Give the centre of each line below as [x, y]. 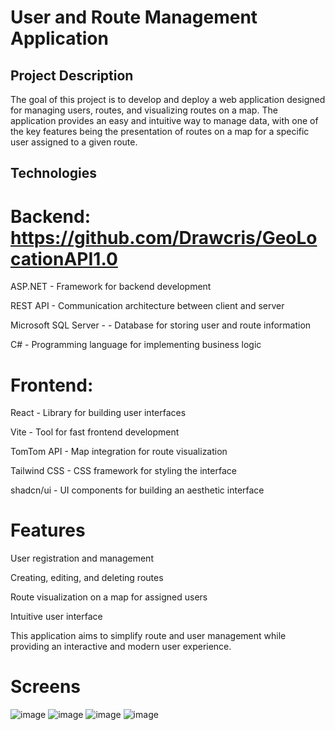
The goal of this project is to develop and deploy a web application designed [168, 99]
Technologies [54, 173]
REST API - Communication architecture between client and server [147, 306]
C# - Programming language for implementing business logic [136, 345]
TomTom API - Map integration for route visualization [119, 452]
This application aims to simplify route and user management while [148, 636]
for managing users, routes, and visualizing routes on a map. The [144, 110]
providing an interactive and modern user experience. [121, 647]
